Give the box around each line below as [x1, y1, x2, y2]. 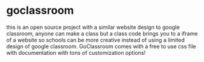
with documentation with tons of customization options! [6, 49, 146, 56]
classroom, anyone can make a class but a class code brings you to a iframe [6, 29, 198, 37]
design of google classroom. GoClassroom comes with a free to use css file [6, 43, 196, 50]
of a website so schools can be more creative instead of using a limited [6, 36, 185, 43]
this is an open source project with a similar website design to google [6, 23, 180, 31]
